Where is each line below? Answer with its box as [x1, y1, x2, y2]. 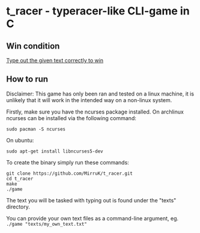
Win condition [6, 41, 60, 51]
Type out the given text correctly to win [6, 57, 104, 64]
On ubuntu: [6, 136, 34, 144]
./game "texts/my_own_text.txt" [6, 221, 87, 227]
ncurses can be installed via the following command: [6, 114, 136, 121]
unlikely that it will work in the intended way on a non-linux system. [6, 96, 172, 103]
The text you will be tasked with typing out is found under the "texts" [6, 196, 177, 204]
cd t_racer [6, 175, 34, 181]
